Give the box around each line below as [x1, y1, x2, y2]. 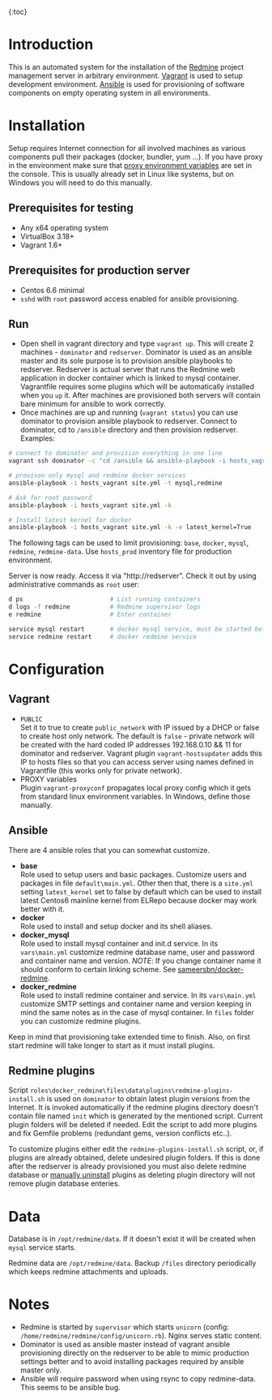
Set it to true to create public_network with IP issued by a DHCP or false [19, 722, 260, 732]
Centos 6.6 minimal [19, 285, 85, 295]
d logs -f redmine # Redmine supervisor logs [8, 603, 201, 611]
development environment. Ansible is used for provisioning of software [8, 79, 245, 88]
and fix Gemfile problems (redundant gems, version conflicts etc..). [8, 1128, 232, 1139]
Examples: [19, 433, 55, 443]
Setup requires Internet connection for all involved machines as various [8, 143, 246, 153]
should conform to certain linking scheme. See [19, 964, 176, 974]
